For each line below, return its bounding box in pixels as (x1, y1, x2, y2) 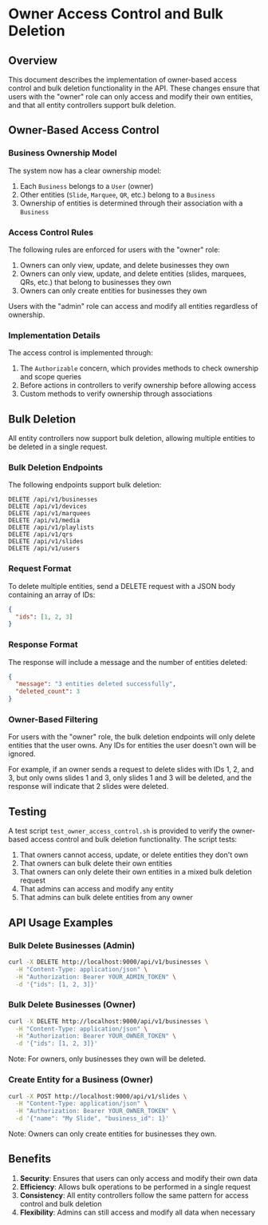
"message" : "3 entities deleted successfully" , (15, 680, 177, 688)
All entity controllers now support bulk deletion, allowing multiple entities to (8, 434, 255, 443)
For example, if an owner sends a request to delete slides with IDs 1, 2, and (8, 765, 254, 775)
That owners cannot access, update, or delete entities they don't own (19, 850, 249, 860)
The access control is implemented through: (8, 348, 153, 358)
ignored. (8, 749, 36, 759)
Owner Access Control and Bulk (8, 5, 223, 23)
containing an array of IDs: (8, 590, 96, 599)
